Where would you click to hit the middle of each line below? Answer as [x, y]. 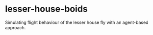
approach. [15, 27]
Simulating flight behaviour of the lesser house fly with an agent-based [77, 22]
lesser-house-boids [47, 9]
